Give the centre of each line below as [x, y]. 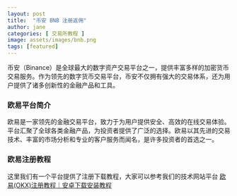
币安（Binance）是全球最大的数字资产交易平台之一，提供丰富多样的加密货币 [118, 67]
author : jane [27, 27]
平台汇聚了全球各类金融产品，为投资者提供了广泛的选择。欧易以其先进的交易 [119, 130]
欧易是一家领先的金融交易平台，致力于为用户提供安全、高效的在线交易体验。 [119, 122]
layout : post [27, 14]
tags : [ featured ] [33, 47]
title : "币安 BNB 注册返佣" [47, 20]
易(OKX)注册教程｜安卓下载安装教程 [59, 185]
